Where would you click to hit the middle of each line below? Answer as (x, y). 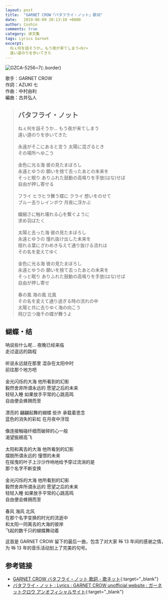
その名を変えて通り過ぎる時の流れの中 (58, 301)
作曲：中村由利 (21, 91)
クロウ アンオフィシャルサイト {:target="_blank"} (73, 592)
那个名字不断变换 (23, 468)
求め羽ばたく (31, 221)
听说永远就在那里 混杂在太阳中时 (40, 363)
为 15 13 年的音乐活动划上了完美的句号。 (48, 548)
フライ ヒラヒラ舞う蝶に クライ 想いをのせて (64, 196)
